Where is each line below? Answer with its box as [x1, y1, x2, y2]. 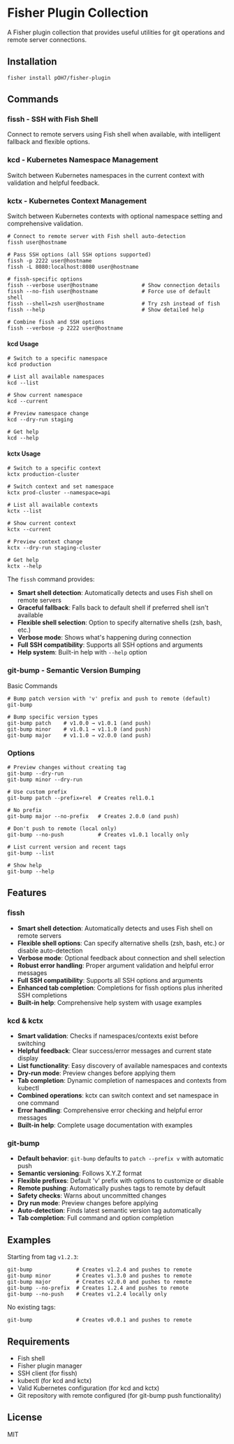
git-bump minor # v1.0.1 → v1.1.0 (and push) [7, 726, 152, 733]
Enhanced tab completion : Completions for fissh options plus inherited [17, 983, 224, 992]
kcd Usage [7, 339, 39, 348]
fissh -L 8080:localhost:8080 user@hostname [7, 264, 139, 271]
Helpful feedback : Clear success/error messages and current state [17, 1046, 212, 1055]
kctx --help [7, 563, 42, 570]
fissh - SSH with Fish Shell [7, 114, 98, 124]
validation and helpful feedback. [7, 178, 100, 187]
